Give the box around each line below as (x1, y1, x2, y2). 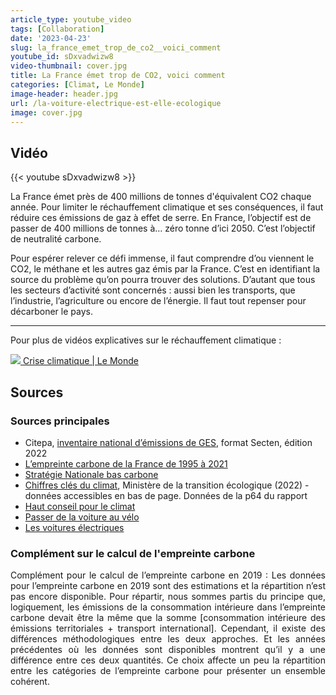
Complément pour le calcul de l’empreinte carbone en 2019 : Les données (10, 569, 326, 581)
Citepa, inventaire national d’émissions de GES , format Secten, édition (24, 436, 313, 448)
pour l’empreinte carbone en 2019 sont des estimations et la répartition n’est (10, 580, 326, 592)
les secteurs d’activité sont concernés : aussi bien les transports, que (10, 284, 296, 296)
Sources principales (10, 414, 110, 428)
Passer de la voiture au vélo (24, 511, 140, 523)
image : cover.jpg (10, 107, 83, 118)
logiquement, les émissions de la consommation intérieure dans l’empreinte (10, 601, 326, 613)
